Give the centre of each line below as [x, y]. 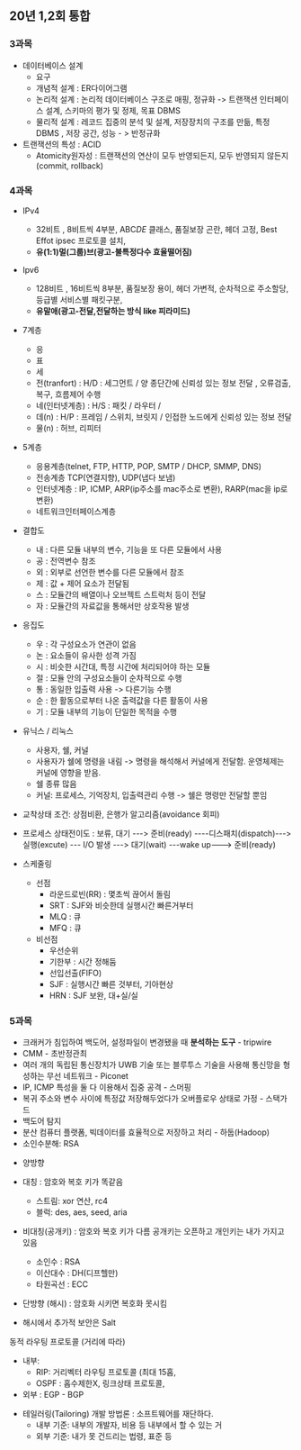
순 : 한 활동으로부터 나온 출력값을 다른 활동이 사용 [122, 700]
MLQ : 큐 [65, 916]
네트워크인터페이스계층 [76, 511]
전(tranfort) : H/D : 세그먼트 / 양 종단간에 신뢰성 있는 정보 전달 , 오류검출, [164, 383]
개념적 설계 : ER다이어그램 [81, 87]
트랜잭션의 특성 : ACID [62, 144]
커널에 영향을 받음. [68, 772]
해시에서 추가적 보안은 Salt [69, 1323]
